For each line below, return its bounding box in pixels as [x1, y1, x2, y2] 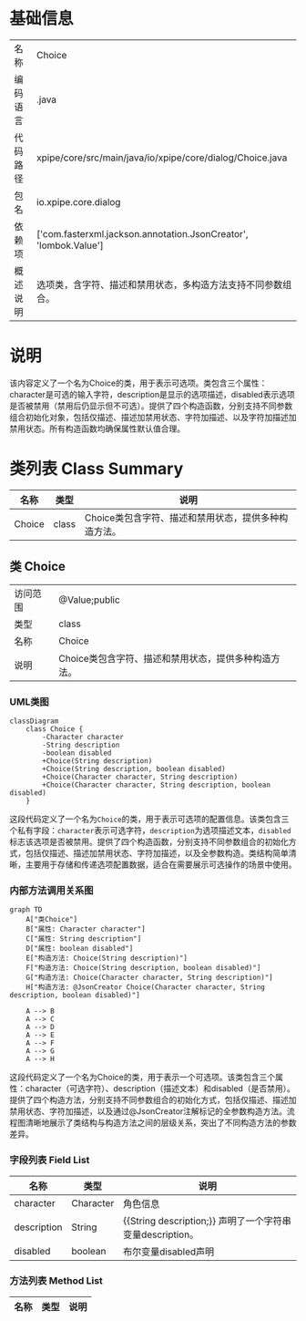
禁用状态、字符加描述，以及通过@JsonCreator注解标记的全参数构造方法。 [9, 1106, 288, 1117]
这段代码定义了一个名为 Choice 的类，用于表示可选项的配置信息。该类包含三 [9, 813, 290, 824]
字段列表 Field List [9, 1154, 90, 1167]
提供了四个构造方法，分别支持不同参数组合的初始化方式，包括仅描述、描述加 [9, 1095, 297, 1106]
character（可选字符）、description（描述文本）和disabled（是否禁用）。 [25, 1083, 296, 1094]
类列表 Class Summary [9, 459, 184, 480]
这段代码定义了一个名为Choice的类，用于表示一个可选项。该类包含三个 [9, 1072, 276, 1083]
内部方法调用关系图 [9, 883, 94, 896]
